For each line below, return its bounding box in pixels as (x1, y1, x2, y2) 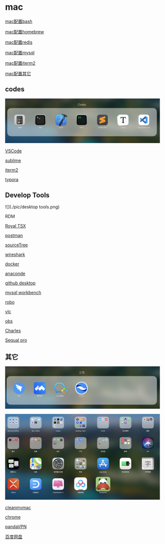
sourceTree (5, 242, 28, 248)
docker (5, 261, 20, 267)
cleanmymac (5, 504, 31, 510)
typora (5, 176, 19, 183)
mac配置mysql (5, 50, 35, 56)
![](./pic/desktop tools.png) (5, 204, 60, 210)
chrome (5, 514, 21, 520)
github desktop (5, 280, 36, 286)
